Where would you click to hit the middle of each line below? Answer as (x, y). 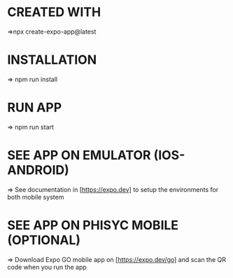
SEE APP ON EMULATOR (79, 155)
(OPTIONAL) (44, 240)
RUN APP (35, 107)
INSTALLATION (52, 60)
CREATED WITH (54, 12)
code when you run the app (47, 267)
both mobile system (36, 197)
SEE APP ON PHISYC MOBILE (93, 225)
